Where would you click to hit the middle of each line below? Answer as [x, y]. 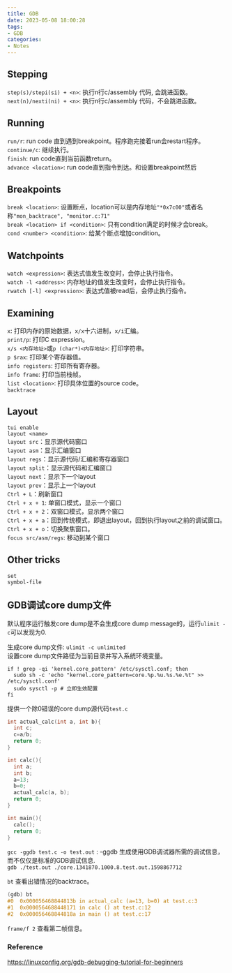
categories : [24, 40]
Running [26, 123]
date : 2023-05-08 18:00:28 [46, 20]
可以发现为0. [28, 632]
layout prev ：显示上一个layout [52, 485]
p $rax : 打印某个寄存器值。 [46, 357]
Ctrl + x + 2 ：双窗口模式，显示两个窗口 [65, 511]
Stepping [28, 74]
